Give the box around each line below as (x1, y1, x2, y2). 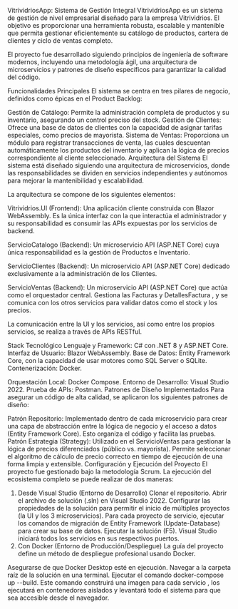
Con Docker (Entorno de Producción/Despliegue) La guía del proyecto (17, 542, 224, 550)
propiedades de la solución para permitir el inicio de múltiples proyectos (17, 504, 230, 512)
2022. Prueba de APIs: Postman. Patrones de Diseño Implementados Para (7, 385, 224, 394)
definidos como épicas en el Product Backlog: (7, 94, 143, 103)
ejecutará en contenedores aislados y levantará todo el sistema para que (7, 586, 221, 594)
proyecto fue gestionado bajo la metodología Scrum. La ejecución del (7, 467, 212, 476)
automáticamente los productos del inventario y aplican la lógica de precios (7, 146, 229, 154)
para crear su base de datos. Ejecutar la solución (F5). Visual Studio (17, 527, 217, 535)
